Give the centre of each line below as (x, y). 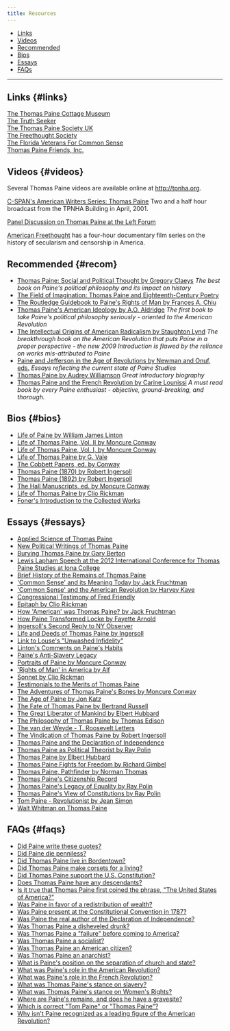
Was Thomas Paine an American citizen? (74, 948)
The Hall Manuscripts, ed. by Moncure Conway (84, 486)
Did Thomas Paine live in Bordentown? (71, 860)
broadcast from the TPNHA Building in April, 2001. (78, 209)
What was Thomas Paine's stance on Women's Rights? (94, 991)
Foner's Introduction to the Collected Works (79, 500)
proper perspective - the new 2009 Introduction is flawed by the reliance (120, 346)
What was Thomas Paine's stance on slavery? (82, 984)
